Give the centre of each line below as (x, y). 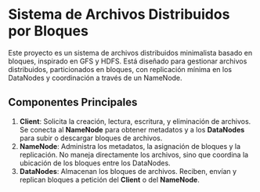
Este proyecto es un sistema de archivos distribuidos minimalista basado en (130, 53)
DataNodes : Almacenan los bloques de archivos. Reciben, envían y (128, 171)
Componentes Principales (73, 102)
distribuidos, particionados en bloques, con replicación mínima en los (120, 69)
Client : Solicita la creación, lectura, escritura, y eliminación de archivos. (135, 121)
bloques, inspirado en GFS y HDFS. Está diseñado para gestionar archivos (128, 61)
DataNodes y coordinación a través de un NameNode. (95, 78)
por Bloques (48, 31)
